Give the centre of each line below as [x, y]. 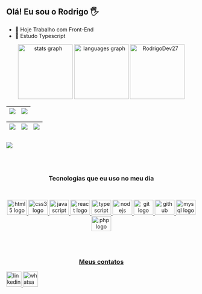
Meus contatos [101, 261]
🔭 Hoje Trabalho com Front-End [54, 29]
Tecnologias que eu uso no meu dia [101, 178]
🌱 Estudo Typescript [40, 36]
